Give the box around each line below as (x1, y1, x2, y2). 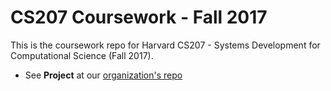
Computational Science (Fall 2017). (10, 49, 154, 61)
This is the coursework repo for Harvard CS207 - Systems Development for (10, 39, 321, 51)
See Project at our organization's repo (24, 69, 183, 81)
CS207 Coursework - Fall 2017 (10, 6, 268, 29)
